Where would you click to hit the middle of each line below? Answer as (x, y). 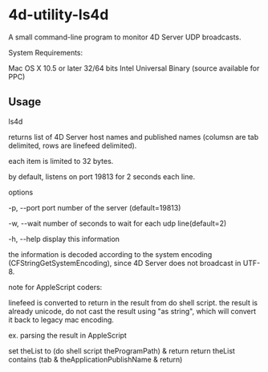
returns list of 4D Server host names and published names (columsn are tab (134, 137)
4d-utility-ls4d (59, 15)
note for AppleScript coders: (55, 287)
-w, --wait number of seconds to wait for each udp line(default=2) (118, 223)
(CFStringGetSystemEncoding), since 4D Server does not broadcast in (125, 263)
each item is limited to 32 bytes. (61, 161)
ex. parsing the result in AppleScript (67, 335)
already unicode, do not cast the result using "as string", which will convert (132, 311)
